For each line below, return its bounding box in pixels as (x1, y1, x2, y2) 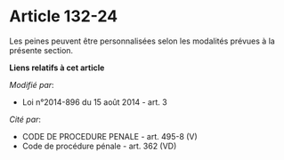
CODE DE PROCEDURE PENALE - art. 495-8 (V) (21, 131, 198, 141)
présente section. (9, 44, 74, 55)
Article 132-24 (9, 6, 118, 27)
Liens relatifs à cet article (9, 62, 105, 73)
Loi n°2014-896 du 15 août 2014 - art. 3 (21, 96, 167, 108)
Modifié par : (9, 79, 55, 90)
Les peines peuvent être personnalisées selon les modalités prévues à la (9, 36, 276, 46)
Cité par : (9, 114, 42, 124)
